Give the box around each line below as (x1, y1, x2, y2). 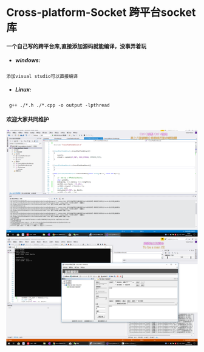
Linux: (15, 86, 32, 93)
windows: (15, 57, 41, 64)
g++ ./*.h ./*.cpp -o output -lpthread (8, 102, 110, 108)
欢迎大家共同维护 (6, 116, 49, 123)
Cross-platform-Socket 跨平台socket (6, 5, 196, 19)
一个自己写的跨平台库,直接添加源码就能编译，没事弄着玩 (6, 42, 147, 49)
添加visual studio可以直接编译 (6, 73, 78, 79)
